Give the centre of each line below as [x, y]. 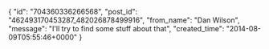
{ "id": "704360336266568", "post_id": [73, 12]
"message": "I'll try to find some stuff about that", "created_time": [116, 29]
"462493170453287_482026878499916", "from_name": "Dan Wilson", [124, 20]
